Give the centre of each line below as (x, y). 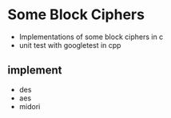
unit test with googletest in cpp (70, 45)
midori (30, 106)
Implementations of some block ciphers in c (91, 37)
